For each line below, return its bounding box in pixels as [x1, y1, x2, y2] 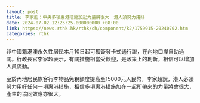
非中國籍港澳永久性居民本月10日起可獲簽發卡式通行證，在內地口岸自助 [6, 48, 179, 55]
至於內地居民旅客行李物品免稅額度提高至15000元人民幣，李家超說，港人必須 [6, 76, 194, 83]
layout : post [6, 8, 39, 15]
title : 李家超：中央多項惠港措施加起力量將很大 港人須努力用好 [6, 14, 145, 20]
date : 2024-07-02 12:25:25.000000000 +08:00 [6, 20, 119, 26]
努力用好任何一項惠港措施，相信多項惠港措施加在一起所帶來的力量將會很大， [6, 83, 195, 90]
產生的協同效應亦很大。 [6, 90, 64, 98]
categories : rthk [6, 31, 50, 37]
